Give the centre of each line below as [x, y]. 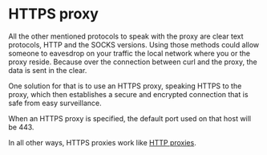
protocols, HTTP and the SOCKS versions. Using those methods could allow [134, 44]
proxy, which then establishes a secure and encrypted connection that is [128, 94]
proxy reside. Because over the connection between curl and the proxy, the [133, 62]
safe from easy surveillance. [55, 103]
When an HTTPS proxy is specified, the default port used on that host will [129, 118]
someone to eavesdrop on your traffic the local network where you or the [129, 53]
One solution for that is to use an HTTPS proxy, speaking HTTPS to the [125, 86]
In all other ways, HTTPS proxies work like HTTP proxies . [102, 142]
